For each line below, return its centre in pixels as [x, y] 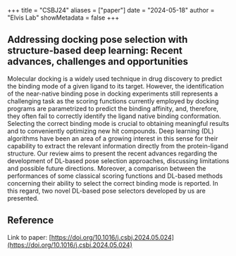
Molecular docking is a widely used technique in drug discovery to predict [115, 78]
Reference [31, 220]
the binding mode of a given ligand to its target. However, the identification [116, 86]
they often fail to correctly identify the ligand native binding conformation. [114, 116]
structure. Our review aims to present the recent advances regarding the [112, 153]
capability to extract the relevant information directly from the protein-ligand [118, 146]
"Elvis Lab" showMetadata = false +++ [63, 18]
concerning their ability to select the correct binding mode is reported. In [113, 183]
